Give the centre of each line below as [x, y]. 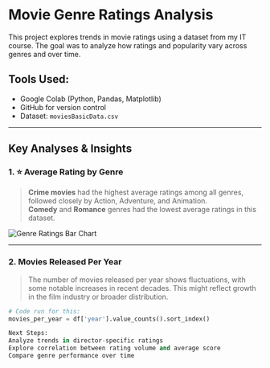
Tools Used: [39, 79]
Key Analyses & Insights [70, 149]
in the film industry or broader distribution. [98, 296]
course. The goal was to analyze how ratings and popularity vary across [128, 45]
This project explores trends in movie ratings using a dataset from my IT [127, 37]
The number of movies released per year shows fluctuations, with [137, 280]
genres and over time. [45, 54]
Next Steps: [28, 333]
